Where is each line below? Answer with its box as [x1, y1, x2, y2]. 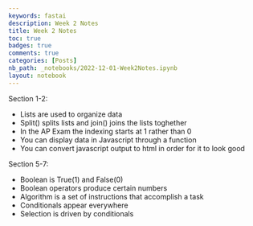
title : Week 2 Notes [8, 27, 78, 35]
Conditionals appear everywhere [19, 200, 129, 210]
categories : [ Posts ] [8, 57, 78, 65]
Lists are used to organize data [19, 109, 123, 119]
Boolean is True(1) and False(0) [19, 175, 124, 184]
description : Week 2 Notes [8, 19, 99, 27]
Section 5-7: [8, 158, 49, 169]
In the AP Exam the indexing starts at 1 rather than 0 [19, 126, 192, 136]
